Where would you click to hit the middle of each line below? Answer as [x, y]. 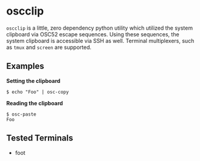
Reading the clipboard [35, 103]
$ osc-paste [21, 114]
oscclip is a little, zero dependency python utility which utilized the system [99, 28]
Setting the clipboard [33, 80]
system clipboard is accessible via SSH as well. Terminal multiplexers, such [100, 41]
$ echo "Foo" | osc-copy [38, 92]
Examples [25, 66]
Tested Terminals [40, 138]
